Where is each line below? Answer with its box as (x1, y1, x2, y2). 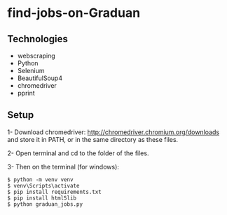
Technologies (7, 33, 69, 45)
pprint (17, 89, 35, 97)
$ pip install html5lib (7, 195, 77, 202)
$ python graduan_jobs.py (7, 200, 83, 208)
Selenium (17, 67, 45, 74)
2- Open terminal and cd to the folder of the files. (7, 149, 149, 157)
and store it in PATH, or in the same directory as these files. (7, 135, 179, 143)
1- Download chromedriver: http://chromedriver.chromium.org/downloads (7, 128, 219, 136)
